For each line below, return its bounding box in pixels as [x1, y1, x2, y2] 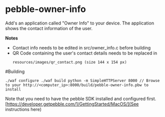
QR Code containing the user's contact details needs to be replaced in [12, 50, 157, 56]
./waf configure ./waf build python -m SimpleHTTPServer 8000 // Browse [5, 78, 160, 83]
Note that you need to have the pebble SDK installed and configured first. [5, 95, 156, 101]
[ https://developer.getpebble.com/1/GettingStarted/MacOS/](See [5, 101, 139, 107]
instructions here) [5, 106, 41, 112]
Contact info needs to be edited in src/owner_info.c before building [12, 44, 151, 50]
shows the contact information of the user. [5, 25, 92, 31]
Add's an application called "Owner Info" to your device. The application [5, 20, 154, 26]
